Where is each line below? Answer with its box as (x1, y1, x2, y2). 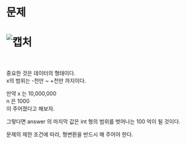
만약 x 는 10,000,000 (6, 90, 57, 97)
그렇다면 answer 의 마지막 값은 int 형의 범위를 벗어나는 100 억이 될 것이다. (6, 118, 181, 125)
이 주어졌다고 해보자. (6, 105, 55, 113)
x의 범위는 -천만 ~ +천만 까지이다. (6, 77, 86, 85)
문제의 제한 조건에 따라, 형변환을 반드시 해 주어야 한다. (6, 131, 133, 138)
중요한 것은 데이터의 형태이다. (6, 70, 76, 77)
